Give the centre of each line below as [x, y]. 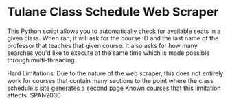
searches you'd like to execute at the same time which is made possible [108, 53]
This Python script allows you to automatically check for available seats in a [114, 31]
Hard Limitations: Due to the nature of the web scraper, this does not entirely [115, 73]
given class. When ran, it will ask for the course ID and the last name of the [113, 38]
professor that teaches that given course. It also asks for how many [102, 45]
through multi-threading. [42, 60]
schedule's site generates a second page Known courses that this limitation [114, 88]
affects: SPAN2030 [34, 95]
